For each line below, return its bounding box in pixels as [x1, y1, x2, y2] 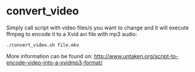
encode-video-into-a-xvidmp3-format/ [6, 59, 103, 66]
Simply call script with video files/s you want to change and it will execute [6, 24, 189, 31]
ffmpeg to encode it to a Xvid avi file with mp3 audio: [6, 30, 137, 37]
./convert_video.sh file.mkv [6, 42, 79, 48]
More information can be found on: [6, 52, 93, 59]
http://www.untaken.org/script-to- [93, 52, 179, 59]
